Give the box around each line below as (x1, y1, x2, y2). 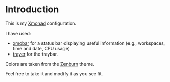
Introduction (5, 4, 59, 15)
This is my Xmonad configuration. (5, 20, 77, 26)
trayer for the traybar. (12, 51, 58, 57)
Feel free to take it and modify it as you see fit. (5, 70, 103, 77)
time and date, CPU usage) (12, 45, 70, 51)
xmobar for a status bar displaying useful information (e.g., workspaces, (12, 40, 165, 46)
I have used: (5, 30, 31, 36)
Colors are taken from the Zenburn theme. (5, 61, 95, 67)
